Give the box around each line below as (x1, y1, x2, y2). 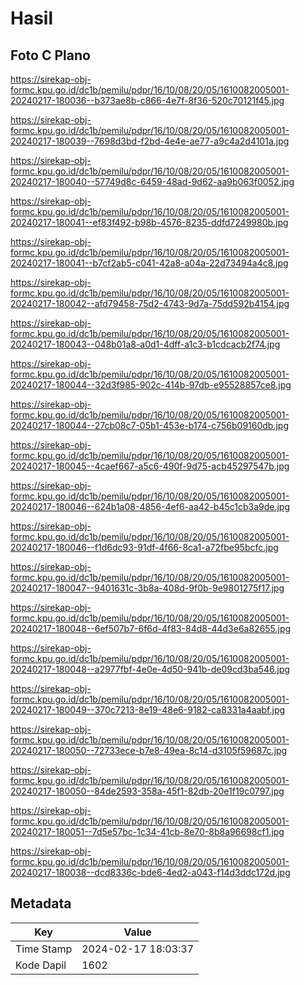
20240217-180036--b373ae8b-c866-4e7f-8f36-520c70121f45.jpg (10, 95, 285, 106)
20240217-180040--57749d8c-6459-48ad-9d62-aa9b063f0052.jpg (10, 176, 295, 187)
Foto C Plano (10, 47, 91, 64)
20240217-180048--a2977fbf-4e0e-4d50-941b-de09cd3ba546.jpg (10, 663, 290, 675)
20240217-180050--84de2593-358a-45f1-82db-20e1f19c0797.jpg (10, 785, 285, 797)
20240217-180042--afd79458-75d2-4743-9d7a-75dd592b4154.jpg (10, 298, 290, 309)
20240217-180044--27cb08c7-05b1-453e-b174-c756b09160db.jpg (10, 420, 289, 431)
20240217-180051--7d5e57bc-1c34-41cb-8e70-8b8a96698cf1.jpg (10, 826, 285, 837)
